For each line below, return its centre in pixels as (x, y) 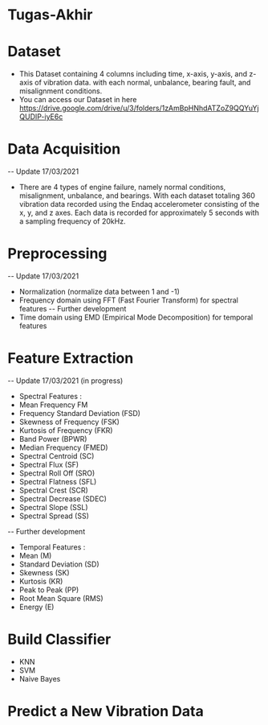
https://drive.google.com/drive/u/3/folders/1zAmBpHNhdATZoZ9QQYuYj (139, 108)
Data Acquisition (64, 149)
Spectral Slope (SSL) (54, 507)
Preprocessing (57, 254)
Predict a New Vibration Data (106, 712)
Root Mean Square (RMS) (61, 598)
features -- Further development (73, 309)
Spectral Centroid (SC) (57, 455)
